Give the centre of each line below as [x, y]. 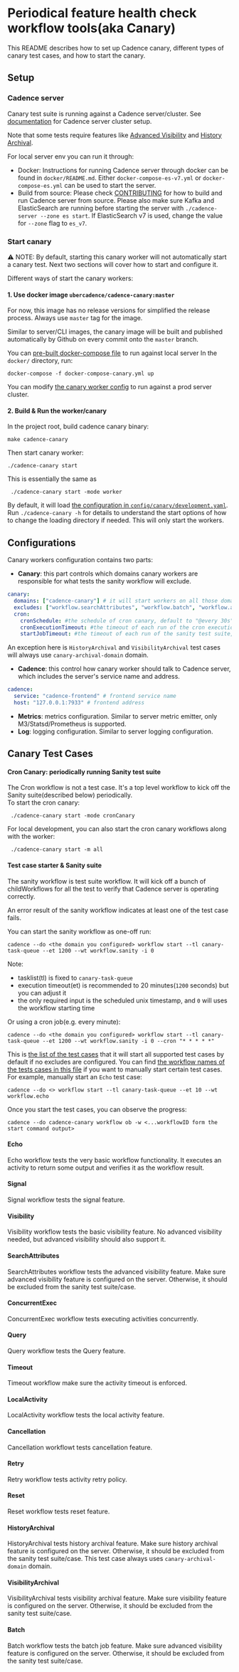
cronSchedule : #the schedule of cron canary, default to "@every [119, 620]
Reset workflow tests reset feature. [59, 1511]
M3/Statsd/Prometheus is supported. [72, 724]
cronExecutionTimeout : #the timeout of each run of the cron [112, 628]
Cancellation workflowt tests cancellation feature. [80, 1447]
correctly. [21, 896]
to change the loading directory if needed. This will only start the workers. [116, 520]
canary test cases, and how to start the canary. [76, 55]
